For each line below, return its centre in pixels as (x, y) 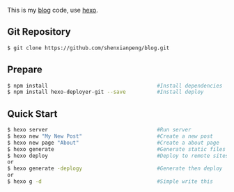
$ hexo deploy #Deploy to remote (109, 156)
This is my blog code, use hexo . (53, 10)
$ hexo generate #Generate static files (117, 149)
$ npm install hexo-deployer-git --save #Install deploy (106, 92)
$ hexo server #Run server (99, 130)
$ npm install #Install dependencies (115, 86)
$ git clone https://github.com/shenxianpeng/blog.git (88, 48)
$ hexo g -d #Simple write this (110, 182)
